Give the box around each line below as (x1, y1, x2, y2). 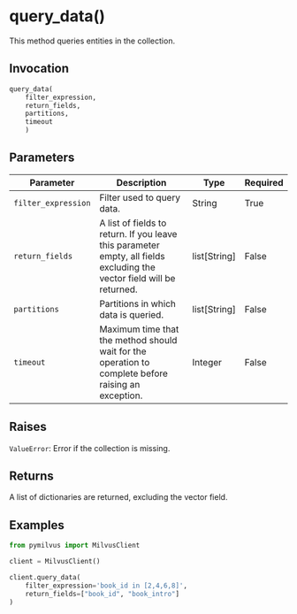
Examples (9, 518, 65, 533)
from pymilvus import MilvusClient (9, 541, 141, 550)
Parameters (9, 150, 75, 165)
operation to (99, 356, 150, 368)
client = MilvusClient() (9, 557, 101, 566)
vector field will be (99, 272, 176, 284)
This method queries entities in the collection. (9, 35, 175, 46)
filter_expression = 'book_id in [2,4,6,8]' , (25, 581, 188, 590)
